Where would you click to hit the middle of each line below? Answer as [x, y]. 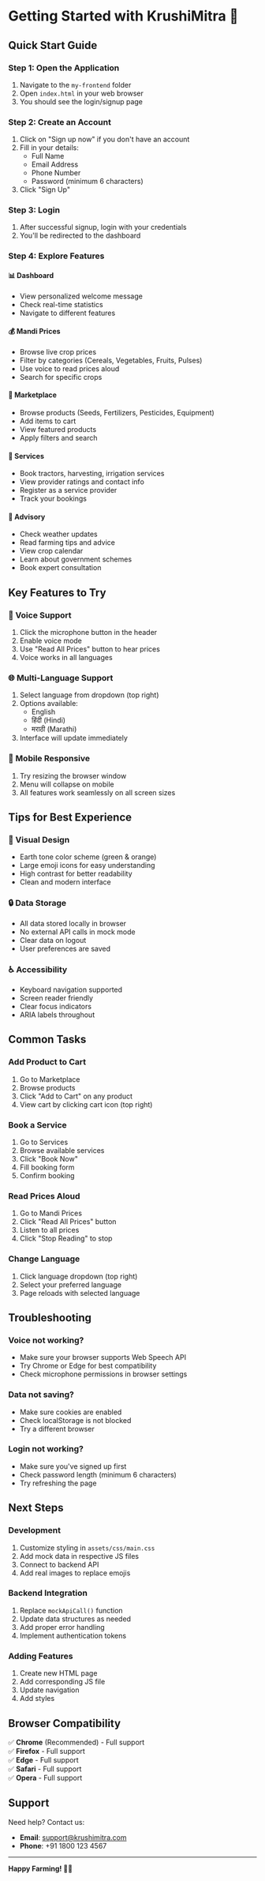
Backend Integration [48, 1593]
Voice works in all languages [66, 658]
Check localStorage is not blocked [75, 1420]
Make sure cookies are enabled [71, 1412]
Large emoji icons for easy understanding [87, 865]
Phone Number [56, 173]
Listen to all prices [49, 1230]
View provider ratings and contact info [82, 482]
